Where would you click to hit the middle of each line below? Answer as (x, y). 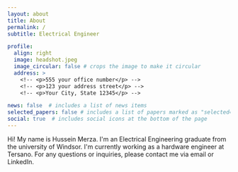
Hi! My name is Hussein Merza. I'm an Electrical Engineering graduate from (117, 139)
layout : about (28, 14)
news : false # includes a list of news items (77, 106)
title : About (27, 21)
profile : (20, 47)
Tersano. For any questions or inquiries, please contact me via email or (110, 154)
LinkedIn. (21, 161)
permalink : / (27, 27)
